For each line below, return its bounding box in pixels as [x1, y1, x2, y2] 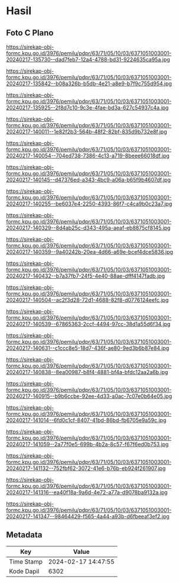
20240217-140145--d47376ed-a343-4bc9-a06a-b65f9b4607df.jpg [6, 176, 171, 183]
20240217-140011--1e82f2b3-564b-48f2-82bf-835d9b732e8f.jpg [6, 128, 167, 135]
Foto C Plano [6, 28, 54, 38]
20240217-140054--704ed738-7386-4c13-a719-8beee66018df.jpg [6, 152, 170, 159]
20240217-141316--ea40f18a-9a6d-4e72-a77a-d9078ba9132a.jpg [6, 489, 168, 495]
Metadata [6, 530, 43, 540]
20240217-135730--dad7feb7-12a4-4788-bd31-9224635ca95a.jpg [6, 56, 170, 63]
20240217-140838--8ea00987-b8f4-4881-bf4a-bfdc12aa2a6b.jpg [6, 369, 168, 375]
